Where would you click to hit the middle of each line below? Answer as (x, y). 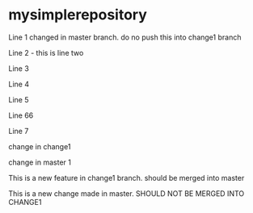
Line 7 (19, 131)
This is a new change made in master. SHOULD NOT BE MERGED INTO (126, 193)
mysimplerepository (78, 15)
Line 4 (19, 84)
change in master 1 (40, 162)
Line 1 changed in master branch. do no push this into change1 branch (125, 37)
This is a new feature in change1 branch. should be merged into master (126, 177)
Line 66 (21, 115)
